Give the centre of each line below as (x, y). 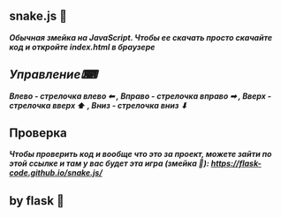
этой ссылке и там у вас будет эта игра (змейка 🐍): (109, 163)
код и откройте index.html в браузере (82, 47)
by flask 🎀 (37, 201)
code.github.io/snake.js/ (56, 173)
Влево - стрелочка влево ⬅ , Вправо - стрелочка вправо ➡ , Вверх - (140, 96)
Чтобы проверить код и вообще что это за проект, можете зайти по (140, 154)
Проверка (38, 133)
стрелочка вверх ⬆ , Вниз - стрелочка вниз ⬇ (99, 105)
